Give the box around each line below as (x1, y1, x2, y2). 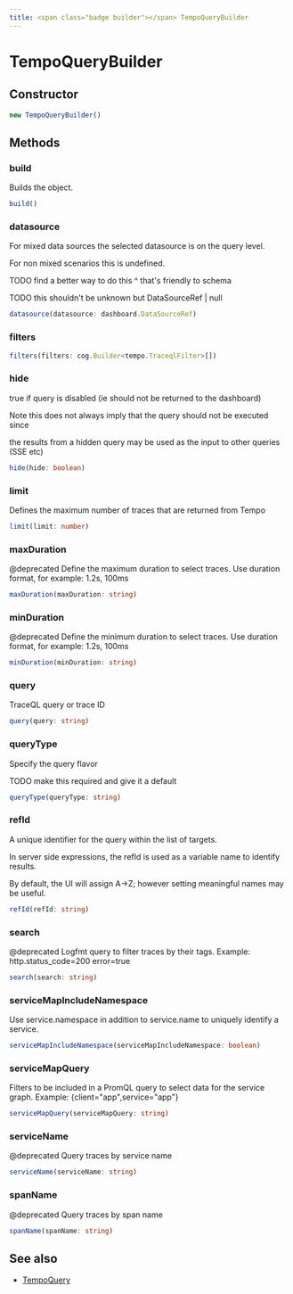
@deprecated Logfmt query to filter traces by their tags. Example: (9, 946, 251, 957)
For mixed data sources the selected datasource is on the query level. (9, 241, 265, 251)
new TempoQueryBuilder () (9, 111, 102, 120)
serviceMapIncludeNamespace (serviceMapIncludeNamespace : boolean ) (9, 1041, 261, 1051)
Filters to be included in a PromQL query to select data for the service (9, 1083, 265, 1093)
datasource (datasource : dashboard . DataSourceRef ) (9, 309, 198, 319)
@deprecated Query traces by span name (9, 1209, 163, 1220)
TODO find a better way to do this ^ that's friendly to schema (9, 276, 232, 286)
